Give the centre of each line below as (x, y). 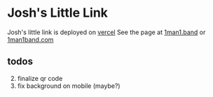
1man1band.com (30, 39)
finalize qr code (40, 78)
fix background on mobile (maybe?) (69, 86)
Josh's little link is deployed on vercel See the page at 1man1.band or (106, 32)
